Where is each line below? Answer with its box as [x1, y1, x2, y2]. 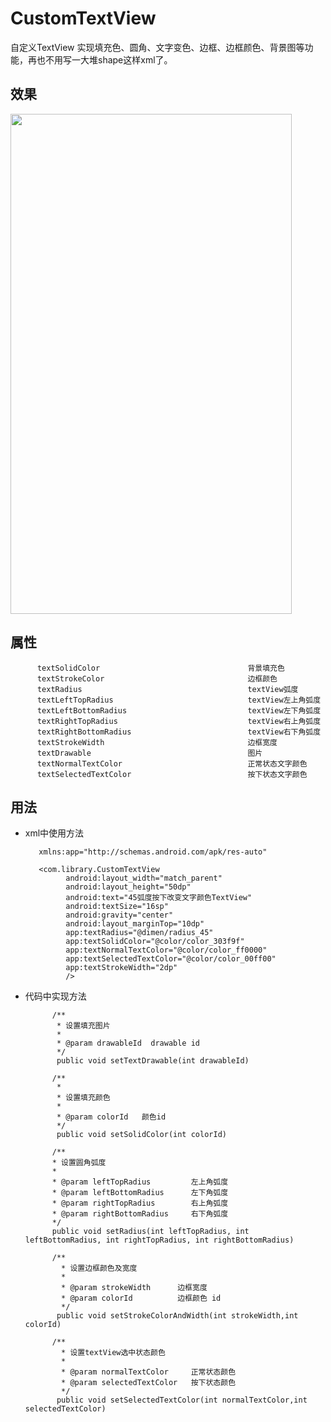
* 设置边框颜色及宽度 [61, 1263, 138, 1274]
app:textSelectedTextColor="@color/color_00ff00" [65, 954, 277, 964]
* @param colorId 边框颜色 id [61, 1293, 222, 1304]
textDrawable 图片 [36, 748, 263, 758]
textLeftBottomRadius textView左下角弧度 [36, 705, 322, 716]
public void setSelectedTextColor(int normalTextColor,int [56, 1395, 308, 1406]
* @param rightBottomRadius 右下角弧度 [51, 1209, 229, 1219]
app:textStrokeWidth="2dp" [65, 963, 178, 973]
